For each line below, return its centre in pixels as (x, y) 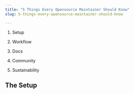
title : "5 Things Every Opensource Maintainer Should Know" (67, 9)
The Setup (21, 85)
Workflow (22, 41)
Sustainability (26, 70)
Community (24, 60)
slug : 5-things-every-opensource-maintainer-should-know (64, 14)
